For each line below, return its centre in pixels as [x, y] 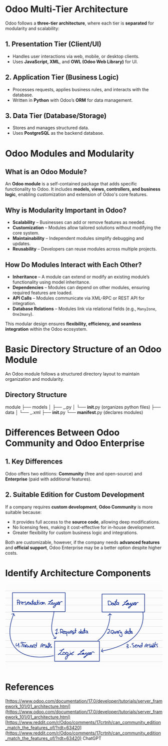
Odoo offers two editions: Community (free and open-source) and [74, 473]
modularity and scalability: [32, 28]
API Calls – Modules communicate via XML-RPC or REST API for [78, 298]
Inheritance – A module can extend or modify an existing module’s [81, 277]
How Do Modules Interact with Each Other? [73, 265]
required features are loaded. [42, 293]
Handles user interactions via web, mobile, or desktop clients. [76, 56]
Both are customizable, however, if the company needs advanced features [82, 542]
